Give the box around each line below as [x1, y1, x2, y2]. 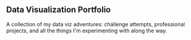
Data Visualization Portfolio [6, 5, 111, 15]
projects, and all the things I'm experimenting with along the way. [6, 27, 168, 34]
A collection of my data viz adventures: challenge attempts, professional [6, 20, 185, 27]
